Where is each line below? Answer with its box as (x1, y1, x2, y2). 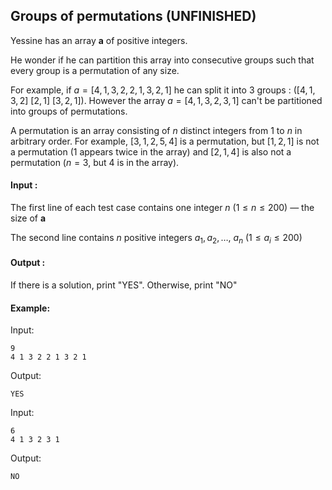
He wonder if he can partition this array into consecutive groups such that (10, 54, 315, 66)
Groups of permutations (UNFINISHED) (10, 8, 257, 25)
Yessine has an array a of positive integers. (10, 34, 188, 46)
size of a (10, 212, 47, 224)
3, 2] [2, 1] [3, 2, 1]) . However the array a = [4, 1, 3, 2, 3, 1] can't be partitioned (10, 94, 323, 106)
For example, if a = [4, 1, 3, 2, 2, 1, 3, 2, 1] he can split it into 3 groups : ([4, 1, (10, 84, 316, 96)
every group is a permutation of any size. (10, 64, 180, 76)
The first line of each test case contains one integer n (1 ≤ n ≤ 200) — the (10, 202, 315, 214)
